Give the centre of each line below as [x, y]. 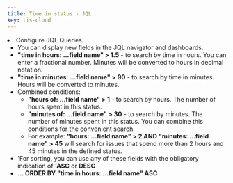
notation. [30, 70]
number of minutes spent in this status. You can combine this [115, 121]
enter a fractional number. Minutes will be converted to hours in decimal [120, 62]
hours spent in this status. [65, 106]
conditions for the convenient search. [81, 129]
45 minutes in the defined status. [75, 151]
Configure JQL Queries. [50, 40]
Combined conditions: [49, 92]
